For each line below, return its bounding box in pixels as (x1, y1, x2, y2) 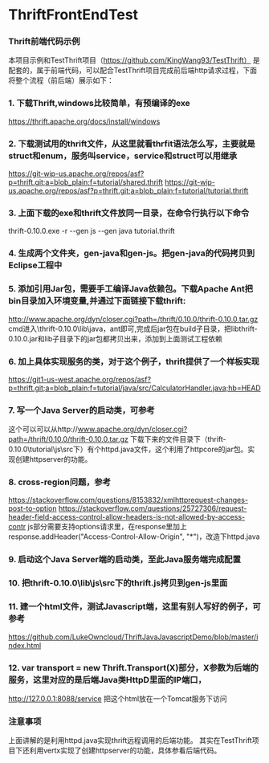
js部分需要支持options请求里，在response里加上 (27, 522, 187, 532)
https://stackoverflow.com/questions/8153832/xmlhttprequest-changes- (8, 496, 249, 505)
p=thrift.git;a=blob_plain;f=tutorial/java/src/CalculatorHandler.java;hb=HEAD (8, 383, 261, 393)
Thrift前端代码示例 (8, 36, 80, 47)
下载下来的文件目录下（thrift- (129, 435, 226, 444)
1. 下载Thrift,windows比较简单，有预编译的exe (8, 98, 190, 109)
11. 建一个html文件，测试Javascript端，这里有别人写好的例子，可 (8, 601, 261, 612)
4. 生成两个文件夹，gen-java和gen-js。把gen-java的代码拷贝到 (8, 247, 255, 259)
